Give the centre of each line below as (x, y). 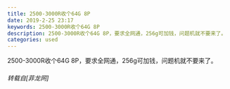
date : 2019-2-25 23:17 (40, 20)
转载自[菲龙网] (28, 78)
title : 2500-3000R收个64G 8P (49, 14)
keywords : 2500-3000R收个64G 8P (53, 27)
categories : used (33, 40)
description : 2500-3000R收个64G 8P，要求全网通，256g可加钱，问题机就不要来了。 (117, 33)
